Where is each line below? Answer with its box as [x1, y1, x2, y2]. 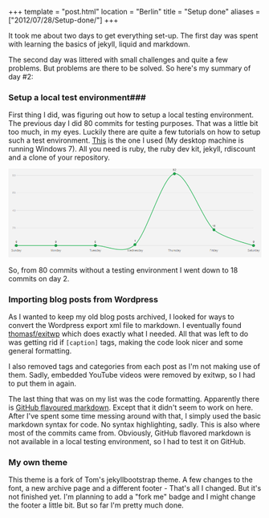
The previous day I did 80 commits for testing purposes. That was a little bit [8, 119, 259, 128]
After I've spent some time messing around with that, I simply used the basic [8, 411, 262, 421]
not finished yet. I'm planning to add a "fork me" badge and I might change [8, 492, 256, 502]
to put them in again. [8, 378, 76, 388]
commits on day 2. [8, 273, 70, 283]
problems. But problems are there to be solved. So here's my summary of [8, 63, 251, 73]
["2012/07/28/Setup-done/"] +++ [8, 15, 119, 25]
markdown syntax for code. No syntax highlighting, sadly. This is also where [8, 420, 261, 430]
